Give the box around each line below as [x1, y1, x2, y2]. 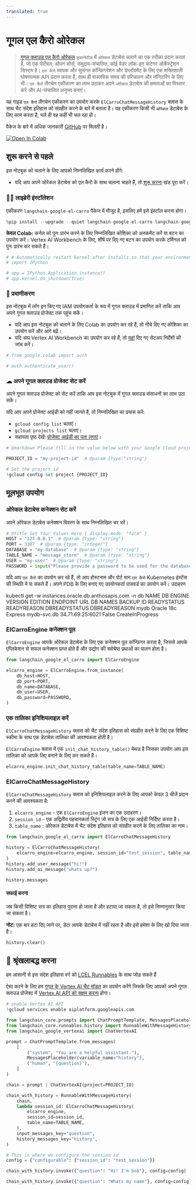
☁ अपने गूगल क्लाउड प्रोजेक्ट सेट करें [6, 377, 86, 385]
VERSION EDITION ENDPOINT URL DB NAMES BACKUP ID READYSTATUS [6, 598, 185, 605]
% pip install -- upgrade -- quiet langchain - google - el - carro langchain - [6, 219, 181, 225]
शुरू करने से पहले [6, 152, 54, 162]
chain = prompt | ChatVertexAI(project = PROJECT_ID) [6, 1082, 134, 1088]
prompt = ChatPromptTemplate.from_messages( [6, 1038, 116, 1045]
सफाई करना [6, 890, 29, 897]
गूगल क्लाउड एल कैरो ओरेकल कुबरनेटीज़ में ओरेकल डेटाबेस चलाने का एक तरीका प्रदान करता [20, 53, 185, 60]
